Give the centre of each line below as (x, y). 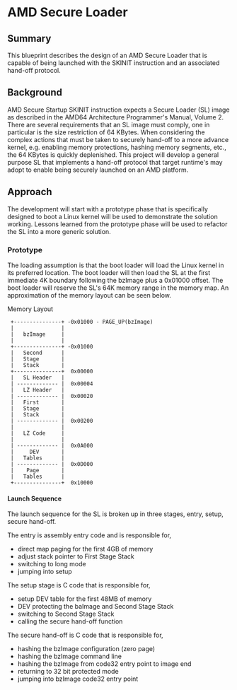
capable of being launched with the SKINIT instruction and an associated (114, 63)
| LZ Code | (37, 433)
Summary (29, 39)
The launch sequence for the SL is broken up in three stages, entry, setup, (116, 514)
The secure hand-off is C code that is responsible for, (86, 635)
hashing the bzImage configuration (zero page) (86, 649)
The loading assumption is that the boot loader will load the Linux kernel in (116, 265)
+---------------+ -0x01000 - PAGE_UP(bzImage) (82, 322)
